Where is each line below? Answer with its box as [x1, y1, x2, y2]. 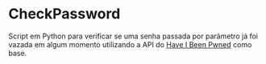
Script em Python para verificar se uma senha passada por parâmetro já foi [8, 31, 258, 41]
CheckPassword [8, 5, 121, 23]
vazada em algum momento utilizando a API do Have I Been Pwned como [8, 39, 252, 49]
